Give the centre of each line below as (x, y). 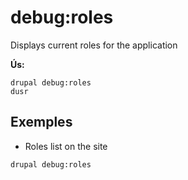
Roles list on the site (66, 146)
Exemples (41, 122)
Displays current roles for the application (94, 45)
